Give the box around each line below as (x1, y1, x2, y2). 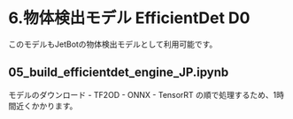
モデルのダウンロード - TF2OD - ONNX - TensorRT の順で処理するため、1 (8, 89, 277, 100)
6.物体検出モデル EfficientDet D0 (8, 8, 251, 28)
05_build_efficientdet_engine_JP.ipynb (8, 65, 229, 80)
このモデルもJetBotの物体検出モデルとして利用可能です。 (8, 39, 218, 49)
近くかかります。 (15, 100, 78, 111)
